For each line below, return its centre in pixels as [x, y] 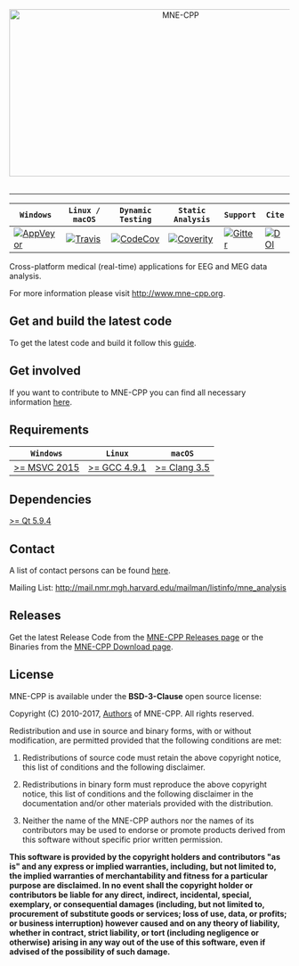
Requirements [49, 430]
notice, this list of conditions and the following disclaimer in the [137, 794]
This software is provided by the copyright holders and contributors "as [145, 856]
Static [192, 210]
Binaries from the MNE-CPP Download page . [91, 647]
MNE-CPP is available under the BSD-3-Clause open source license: [136, 696]
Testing [136, 219]
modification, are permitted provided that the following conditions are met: [145, 740]
